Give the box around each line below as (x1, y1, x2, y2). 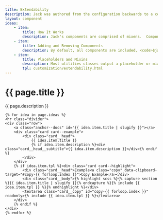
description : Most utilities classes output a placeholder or (22, 61, 151, 66)
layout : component (5, 16, 42, 21)
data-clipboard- (124, 167, 158, 173)
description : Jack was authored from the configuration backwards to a (5, 12, 153, 17)
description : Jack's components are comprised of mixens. (22, 35, 142, 39)
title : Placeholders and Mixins (22, 57, 88, 62)
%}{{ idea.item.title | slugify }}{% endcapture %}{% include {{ (5, 181, 140, 185)
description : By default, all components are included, (22, 48, 138, 53)
